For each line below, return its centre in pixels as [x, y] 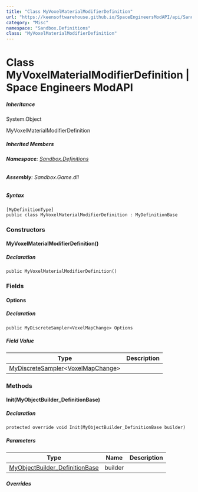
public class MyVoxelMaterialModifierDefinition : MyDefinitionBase [92, 215]
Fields [15, 286]
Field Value [20, 341]
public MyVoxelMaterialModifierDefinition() [62, 272]
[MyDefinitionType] [30, 210]
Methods [19, 385]
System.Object [24, 119]
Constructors [26, 229]
